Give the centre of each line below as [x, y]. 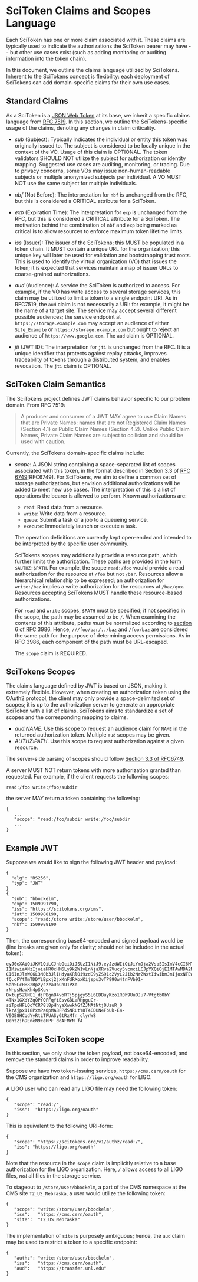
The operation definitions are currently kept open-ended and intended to [103, 537]
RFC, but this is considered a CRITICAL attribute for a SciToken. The [97, 218]
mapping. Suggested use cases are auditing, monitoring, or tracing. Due [102, 164]
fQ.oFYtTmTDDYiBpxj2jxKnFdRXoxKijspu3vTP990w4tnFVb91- [75, 980]
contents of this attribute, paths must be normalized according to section [103, 623]
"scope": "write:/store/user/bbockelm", [64, 1209]
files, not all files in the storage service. [54, 1175]
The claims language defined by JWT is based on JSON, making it [86, 686]
